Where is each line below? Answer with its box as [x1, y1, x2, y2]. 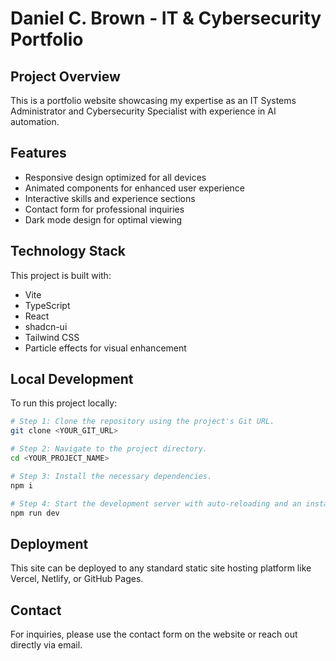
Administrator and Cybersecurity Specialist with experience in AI [10, 105, 277, 117]
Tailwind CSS [24, 331, 80, 343]
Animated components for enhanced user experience [24, 182, 245, 194]
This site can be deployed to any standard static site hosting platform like [10, 562, 312, 574]
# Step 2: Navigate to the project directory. [10, 444, 208, 454]
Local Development [10, 371, 134, 388]
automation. [10, 116, 60, 127]
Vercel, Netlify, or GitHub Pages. [10, 573, 144, 585]
